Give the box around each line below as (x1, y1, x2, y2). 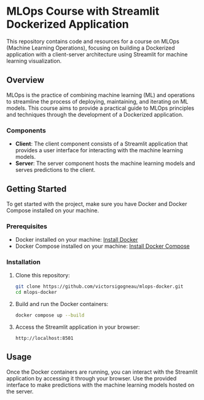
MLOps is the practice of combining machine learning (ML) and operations (6, 91, 195, 99)
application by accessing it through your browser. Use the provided (6, 374, 177, 382)
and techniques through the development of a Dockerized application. (6, 110, 184, 118)
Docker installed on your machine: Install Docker (15, 236, 138, 244)
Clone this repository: (15, 272, 70, 279)
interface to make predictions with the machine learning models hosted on (6, 381, 195, 388)
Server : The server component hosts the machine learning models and (15, 160, 195, 167)
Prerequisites (6, 222, 47, 231)
